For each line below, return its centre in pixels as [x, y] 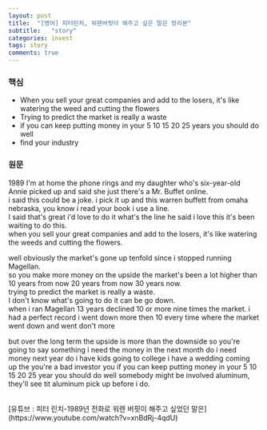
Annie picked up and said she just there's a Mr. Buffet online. [108, 191]
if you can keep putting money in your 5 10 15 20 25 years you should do [139, 125]
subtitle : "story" [43, 30]
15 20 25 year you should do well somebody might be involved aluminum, [129, 375]
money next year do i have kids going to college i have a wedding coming [129, 358]
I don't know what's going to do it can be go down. [92, 300]
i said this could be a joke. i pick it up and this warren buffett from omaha [128, 200]
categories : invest [41, 38]
